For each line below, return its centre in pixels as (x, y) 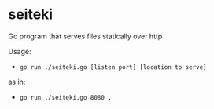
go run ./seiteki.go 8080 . (65, 97)
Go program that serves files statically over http (85, 36)
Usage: (20, 51)
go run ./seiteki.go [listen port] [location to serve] (113, 67)
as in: (17, 82)
